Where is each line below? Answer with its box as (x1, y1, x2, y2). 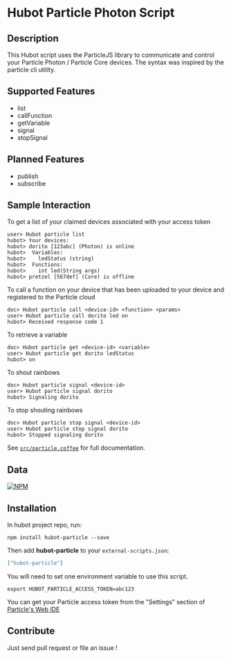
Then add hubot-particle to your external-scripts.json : (7, 546, 169, 555)
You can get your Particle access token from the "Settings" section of (7, 597, 205, 606)
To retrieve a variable (7, 331, 68, 339)
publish (17, 172, 39, 180)
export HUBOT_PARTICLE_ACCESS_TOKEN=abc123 (7, 586, 135, 592)
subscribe (17, 179, 46, 188)
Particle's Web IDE (7, 605, 60, 613)
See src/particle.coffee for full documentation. (7, 443, 145, 452)
